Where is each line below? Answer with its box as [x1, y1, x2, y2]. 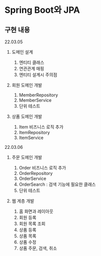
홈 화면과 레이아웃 [19, 208, 53, 214]
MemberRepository [19, 92, 58, 98]
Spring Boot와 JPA [4, 4, 80, 16]
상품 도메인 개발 [11, 114, 42, 119]
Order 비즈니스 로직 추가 [19, 165, 67, 171]
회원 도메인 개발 [11, 82, 42, 88]
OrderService [19, 175, 47, 181]
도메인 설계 [11, 49, 33, 55]
